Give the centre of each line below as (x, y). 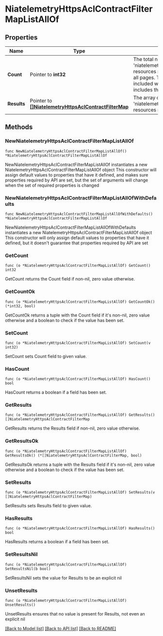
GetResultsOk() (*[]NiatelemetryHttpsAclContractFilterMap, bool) (73, 455)
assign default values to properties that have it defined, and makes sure (77, 175)
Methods (19, 127)
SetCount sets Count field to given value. (46, 356)
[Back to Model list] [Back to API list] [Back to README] (61, 628)
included (143, 84)
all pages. (144, 78)
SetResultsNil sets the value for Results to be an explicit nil (64, 578)
